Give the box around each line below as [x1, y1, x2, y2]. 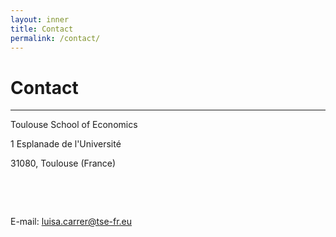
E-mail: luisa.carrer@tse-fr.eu [10, 216, 133, 228]
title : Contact [10, 24, 74, 34]
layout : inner [10, 14, 70, 25]
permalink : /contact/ [10, 33, 101, 43]
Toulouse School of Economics [10, 119, 138, 131]
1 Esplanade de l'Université [10, 138, 122, 150]
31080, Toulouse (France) [10, 157, 117, 170]
